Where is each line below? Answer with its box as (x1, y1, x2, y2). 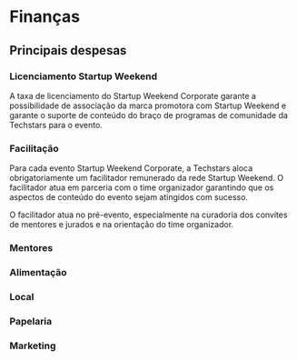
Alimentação (9, 266, 67, 279)
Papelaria (9, 315, 53, 327)
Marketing (9, 339, 56, 352)
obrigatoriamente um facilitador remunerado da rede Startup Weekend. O (9, 173, 284, 184)
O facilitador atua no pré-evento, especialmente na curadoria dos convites (9, 209, 288, 220)
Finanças (9, 6, 80, 27)
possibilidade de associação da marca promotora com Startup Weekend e (9, 100, 287, 111)
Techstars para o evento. (9, 119, 103, 130)
